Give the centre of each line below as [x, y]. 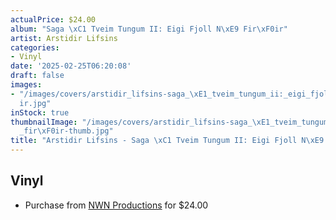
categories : [35, 47]
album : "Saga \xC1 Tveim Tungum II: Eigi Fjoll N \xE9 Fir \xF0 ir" [149, 29]
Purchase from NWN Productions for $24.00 [116, 205]
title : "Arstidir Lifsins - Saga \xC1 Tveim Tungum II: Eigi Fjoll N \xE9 [167, 141]
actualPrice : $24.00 [53, 19]
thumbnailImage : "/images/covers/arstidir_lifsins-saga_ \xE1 [140, 122]
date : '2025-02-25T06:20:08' [71, 66]
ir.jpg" [35, 103]
